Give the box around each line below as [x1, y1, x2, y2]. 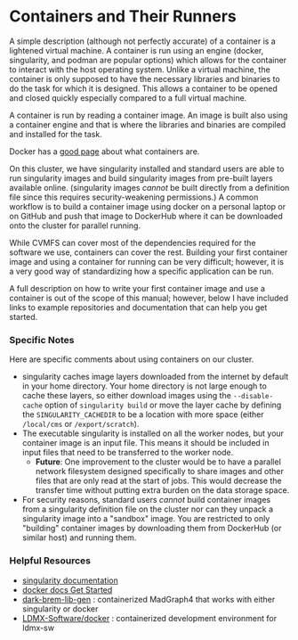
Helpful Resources [9, 554, 92, 567]
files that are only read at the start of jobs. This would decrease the [35, 475, 282, 487]
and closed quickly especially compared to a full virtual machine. [9, 92, 247, 103]
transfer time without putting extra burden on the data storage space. [35, 485, 290, 496]
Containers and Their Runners [9, 6, 238, 27]
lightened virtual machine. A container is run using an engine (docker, [9, 45, 264, 55]
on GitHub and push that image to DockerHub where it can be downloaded [9, 210, 283, 221]
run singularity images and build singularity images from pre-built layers [9, 172, 273, 184]
